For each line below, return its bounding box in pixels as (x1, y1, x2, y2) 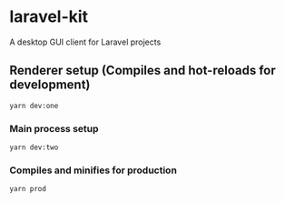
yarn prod (9, 185, 47, 194)
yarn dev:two (9, 143, 59, 152)
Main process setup (9, 122, 99, 135)
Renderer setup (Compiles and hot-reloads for (9, 63, 276, 78)
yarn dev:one (9, 101, 59, 110)
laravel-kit (9, 6, 89, 27)
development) (9, 77, 91, 93)
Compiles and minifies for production (9, 164, 177, 177)
